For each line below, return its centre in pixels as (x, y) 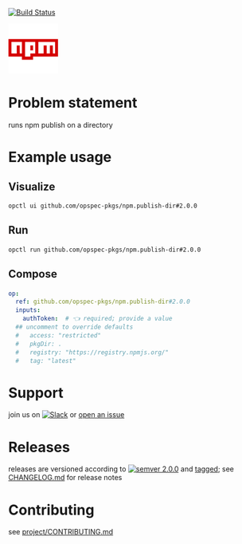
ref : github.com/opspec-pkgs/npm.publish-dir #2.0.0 (103, 302)
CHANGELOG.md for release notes (65, 478)
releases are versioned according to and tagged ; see (121, 469)
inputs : (28, 310)
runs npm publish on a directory (60, 124)
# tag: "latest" (46, 361)
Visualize (32, 186)
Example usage (60, 158)
